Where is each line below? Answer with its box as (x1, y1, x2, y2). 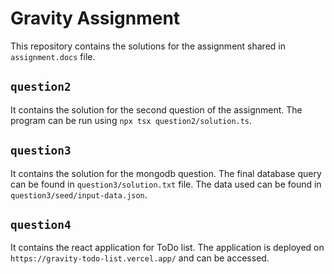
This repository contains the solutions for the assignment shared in (10, 40, 286, 52)
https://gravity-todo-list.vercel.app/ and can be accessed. (10, 252, 270, 264)
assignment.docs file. (10, 50, 96, 62)
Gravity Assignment (10, 7, 181, 30)
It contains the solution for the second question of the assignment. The (10, 103, 303, 116)
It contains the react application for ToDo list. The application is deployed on (10, 242, 325, 254)
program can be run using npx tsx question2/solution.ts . (10, 114, 253, 126)
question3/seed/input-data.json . (10, 188, 148, 201)
